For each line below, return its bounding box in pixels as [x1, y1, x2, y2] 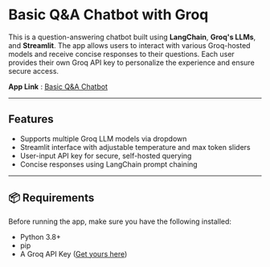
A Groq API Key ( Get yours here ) [19, 249, 128, 258]
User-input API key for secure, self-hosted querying [19, 151, 192, 160]
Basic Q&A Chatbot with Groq [8, 6, 209, 24]
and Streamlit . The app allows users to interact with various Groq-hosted [8, 40, 251, 50]
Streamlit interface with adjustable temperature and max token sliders [19, 142, 251, 152]
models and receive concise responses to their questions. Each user [8, 49, 235, 59]
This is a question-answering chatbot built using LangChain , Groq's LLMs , [8, 32, 256, 42]
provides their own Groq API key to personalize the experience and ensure [8, 58, 255, 67]
